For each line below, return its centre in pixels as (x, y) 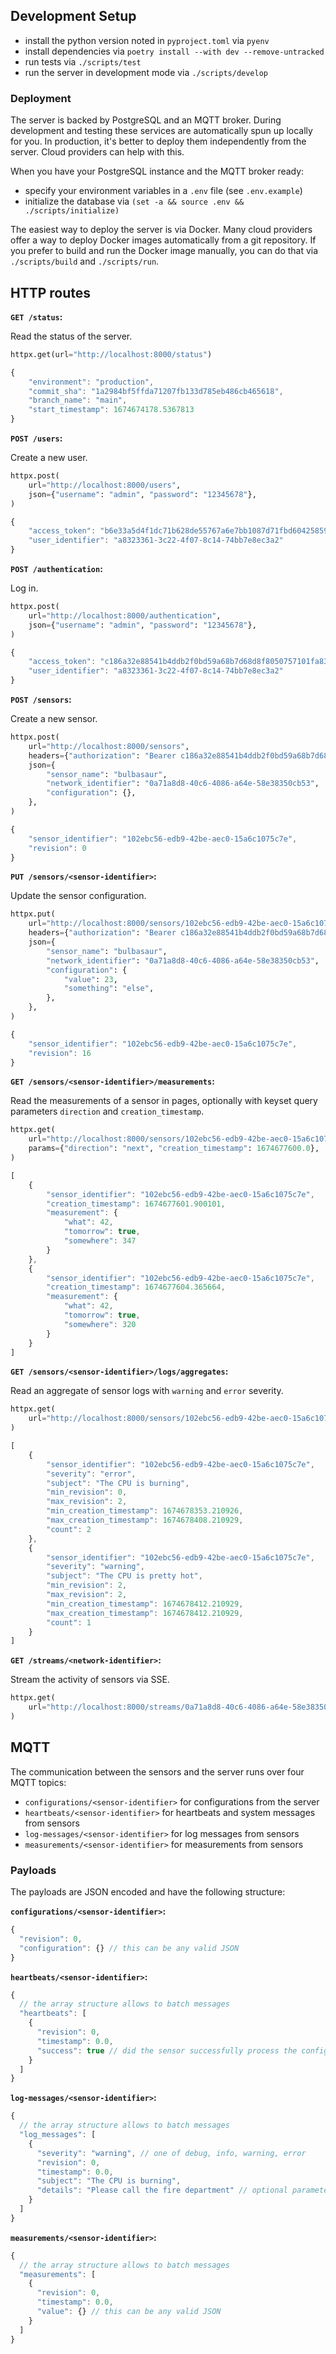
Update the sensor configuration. (78, 896)
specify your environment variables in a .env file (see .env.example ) (163, 191)
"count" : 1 (69, 1622)
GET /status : (36, 316)
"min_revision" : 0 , (87, 1492)
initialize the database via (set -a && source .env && (134, 201)
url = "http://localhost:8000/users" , (105, 485)
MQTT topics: (38, 1782)
